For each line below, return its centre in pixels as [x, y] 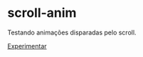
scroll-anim [42, 13]
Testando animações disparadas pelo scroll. [72, 32]
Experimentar [27, 46]
